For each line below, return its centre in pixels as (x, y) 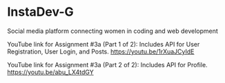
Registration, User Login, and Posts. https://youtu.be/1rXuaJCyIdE (101, 51)
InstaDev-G (40, 12)
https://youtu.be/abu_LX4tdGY (51, 72)
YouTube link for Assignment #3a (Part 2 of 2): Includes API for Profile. (108, 64)
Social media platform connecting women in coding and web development (113, 31)
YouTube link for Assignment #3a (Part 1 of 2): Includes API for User (104, 44)
